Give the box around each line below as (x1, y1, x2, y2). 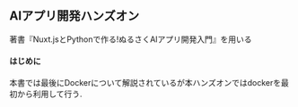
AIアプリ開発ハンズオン (9, 8, 140, 24)
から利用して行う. (16, 88, 83, 100)
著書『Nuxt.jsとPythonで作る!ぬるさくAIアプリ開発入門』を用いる (9, 34, 253, 45)
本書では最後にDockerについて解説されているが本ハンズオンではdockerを (9, 78, 281, 88)
